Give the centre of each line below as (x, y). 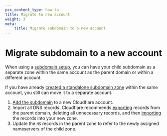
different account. (23, 77)
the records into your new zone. (45, 118)
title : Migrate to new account (38, 14)
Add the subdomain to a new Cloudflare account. (63, 102)
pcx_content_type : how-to (32, 10)
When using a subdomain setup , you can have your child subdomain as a (80, 67)
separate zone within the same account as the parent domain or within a (79, 72)
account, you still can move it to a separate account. (59, 92)
